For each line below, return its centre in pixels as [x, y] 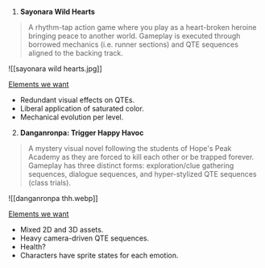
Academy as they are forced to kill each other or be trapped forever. [141, 157]
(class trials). [49, 182]
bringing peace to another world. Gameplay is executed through [134, 36]
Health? [33, 247]
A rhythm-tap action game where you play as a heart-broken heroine [142, 27]
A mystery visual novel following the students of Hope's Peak [130, 148]
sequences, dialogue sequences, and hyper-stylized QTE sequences [142, 174]
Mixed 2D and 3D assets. [62, 230]
